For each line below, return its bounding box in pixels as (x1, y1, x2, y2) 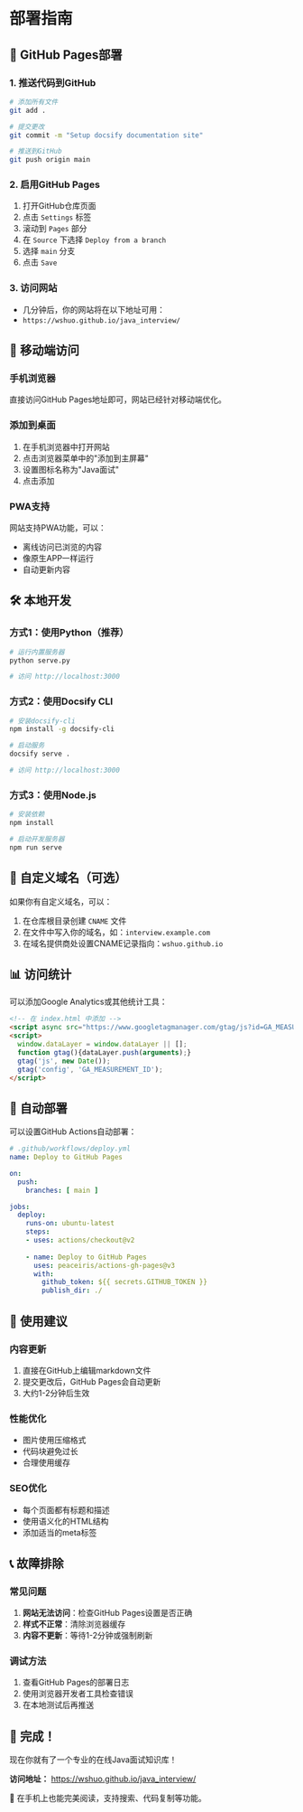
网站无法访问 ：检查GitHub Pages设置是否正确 (22, 1608, 193, 1619)
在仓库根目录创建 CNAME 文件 (22, 915, 127, 926)
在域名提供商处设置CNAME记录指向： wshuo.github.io (22, 937, 224, 949)
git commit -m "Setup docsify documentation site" (9, 130, 204, 140)
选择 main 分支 (22, 246, 76, 257)
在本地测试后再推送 (22, 1700, 95, 1711)
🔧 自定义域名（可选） (9, 870, 127, 886)
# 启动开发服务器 (9, 835, 65, 844)
